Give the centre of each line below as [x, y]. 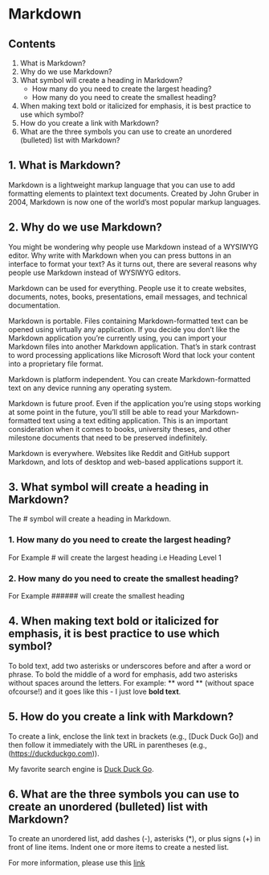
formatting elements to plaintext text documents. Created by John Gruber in [134, 193]
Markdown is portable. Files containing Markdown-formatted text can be [128, 321]
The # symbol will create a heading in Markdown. [90, 519]
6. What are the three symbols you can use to [124, 794]
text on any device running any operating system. [90, 388]
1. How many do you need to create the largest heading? [120, 540]
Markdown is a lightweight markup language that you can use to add [122, 185]
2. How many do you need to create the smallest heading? [124, 578]
